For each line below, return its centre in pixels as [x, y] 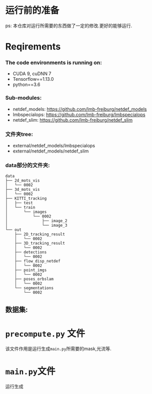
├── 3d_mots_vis [23, 190]
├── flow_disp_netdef [37, 261]
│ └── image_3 [36, 226]
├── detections [31, 252]
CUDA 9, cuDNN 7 [32, 74]
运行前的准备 [32, 10]
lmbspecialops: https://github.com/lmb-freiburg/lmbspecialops [79, 114]
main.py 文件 [30, 371]
